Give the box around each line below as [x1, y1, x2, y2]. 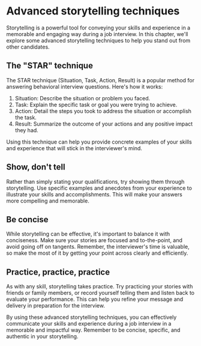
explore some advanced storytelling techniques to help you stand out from [6, 37, 191, 44]
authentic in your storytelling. [6, 333, 79, 340]
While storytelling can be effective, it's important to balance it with [6, 230, 170, 238]
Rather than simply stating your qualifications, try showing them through [6, 178, 185, 185]
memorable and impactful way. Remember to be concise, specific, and [6, 326, 181, 334]
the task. [14, 114, 37, 121]
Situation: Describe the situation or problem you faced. [14, 94, 151, 102]
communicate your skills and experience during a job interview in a [6, 320, 172, 327]
